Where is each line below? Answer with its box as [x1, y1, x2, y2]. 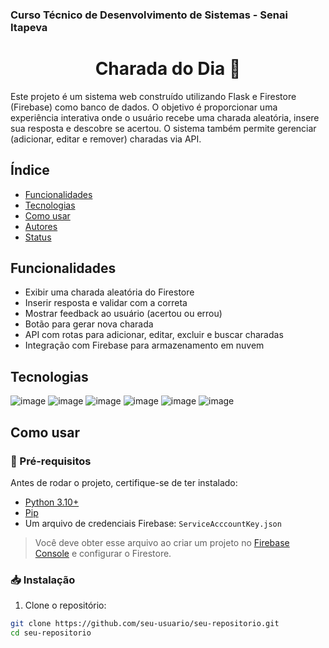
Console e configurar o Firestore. [34, 547, 172, 559]
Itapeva [10, 20, 48, 34]
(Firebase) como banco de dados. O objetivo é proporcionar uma [10, 101, 278, 113]
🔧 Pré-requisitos [10, 454, 92, 468]
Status [24, 231, 52, 243]
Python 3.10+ [24, 496, 80, 508]
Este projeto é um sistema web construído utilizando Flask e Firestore [10, 90, 297, 102]
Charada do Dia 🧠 [94, 58, 242, 80]
